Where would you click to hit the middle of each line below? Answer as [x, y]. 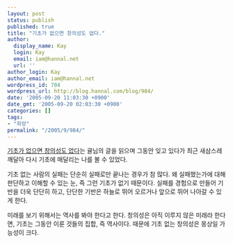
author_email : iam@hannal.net [51, 78]
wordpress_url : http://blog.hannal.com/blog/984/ [81, 91]
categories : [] [29, 111]
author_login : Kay [34, 72]
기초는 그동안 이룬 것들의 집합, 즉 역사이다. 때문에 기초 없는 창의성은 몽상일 [117, 224]
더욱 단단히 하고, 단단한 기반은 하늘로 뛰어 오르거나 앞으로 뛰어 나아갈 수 [117, 191]
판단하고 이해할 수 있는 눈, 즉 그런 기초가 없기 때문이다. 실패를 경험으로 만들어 [112, 183]
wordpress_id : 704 [34, 85]
